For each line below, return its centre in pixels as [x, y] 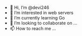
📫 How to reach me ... [33, 28]
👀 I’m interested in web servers [41, 13]
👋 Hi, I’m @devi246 [30, 8]
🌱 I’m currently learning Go [37, 18]
